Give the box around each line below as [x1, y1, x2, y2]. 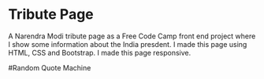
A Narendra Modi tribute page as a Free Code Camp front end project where [8, 31, 256, 41]
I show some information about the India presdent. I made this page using [8, 39, 247, 48]
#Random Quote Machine [8, 63, 91, 72]
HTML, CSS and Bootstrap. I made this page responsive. [8, 48, 191, 57]
